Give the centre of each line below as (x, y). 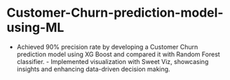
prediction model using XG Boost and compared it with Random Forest (118, 54)
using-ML (35, 27)
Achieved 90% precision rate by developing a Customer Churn (107, 47)
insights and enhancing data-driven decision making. (93, 69)
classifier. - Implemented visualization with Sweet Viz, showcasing (113, 61)
